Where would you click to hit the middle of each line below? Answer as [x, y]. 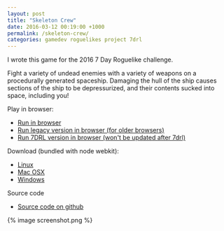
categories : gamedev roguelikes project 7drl [75, 40]
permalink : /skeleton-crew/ [48, 33]
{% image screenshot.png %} [50, 220]
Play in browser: [30, 109]
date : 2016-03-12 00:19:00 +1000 [56, 27]
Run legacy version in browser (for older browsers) [91, 130]
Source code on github [50, 206]
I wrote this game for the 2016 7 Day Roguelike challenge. [90, 59]
